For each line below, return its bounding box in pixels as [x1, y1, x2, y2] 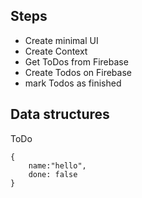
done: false [28, 169, 78, 179]
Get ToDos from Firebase [24, 55, 129, 68]
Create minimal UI [24, 34, 99, 46]
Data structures [10, 106, 110, 123]
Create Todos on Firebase [24, 66, 132, 78]
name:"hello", [28, 160, 87, 171]
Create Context [24, 45, 88, 57]
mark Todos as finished [24, 77, 122, 89]
